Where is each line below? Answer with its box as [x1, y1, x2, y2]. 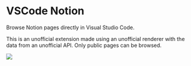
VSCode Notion [6, 4, 85, 18]
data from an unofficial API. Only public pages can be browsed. [6, 42, 162, 49]
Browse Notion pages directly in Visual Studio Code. [6, 24, 135, 31]
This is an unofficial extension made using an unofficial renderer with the [6, 35, 185, 42]
